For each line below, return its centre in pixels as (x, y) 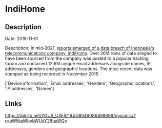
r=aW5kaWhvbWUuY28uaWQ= (36, 121)
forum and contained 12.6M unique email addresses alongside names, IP (78, 64)
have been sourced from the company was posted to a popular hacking (77, 58)
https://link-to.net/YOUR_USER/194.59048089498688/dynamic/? (71, 115)
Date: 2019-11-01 (22, 38)
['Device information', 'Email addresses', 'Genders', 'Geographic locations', (80, 83)
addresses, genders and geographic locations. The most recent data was (79, 69)
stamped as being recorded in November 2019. (52, 74)
